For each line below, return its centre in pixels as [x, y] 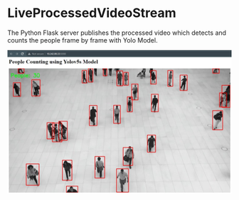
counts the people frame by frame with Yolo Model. [83, 40]
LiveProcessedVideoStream [92, 13]
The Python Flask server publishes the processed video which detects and [117, 33]
